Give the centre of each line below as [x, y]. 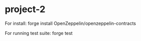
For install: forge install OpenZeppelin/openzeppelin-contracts [70, 23]
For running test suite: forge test [39, 33]
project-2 [25, 9]
